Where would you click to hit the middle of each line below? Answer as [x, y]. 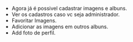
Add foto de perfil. [34, 33]
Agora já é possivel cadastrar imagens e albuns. [69, 8]
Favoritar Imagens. [34, 20]
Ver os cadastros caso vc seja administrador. [66, 14]
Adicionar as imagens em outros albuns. [60, 26]
